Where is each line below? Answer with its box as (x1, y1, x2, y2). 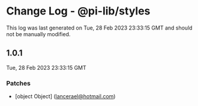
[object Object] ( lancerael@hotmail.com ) (14, 93, 116, 100)
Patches (6, 79, 31, 87)
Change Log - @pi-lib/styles (6, 4, 151, 18)
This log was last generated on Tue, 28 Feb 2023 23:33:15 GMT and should (6, 24, 193, 31)
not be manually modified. (6, 30, 71, 37)
